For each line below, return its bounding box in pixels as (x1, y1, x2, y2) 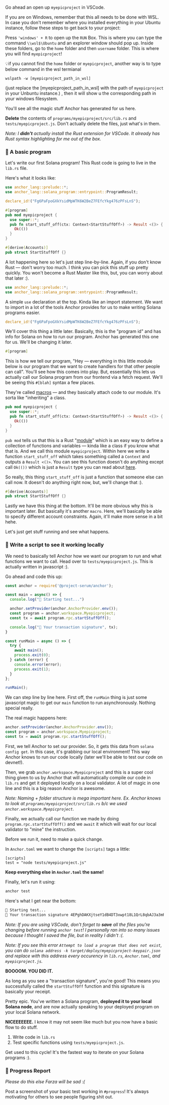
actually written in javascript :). (5, 563, 69, 569)
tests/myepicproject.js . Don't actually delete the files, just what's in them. (5, 121, 161, 126)
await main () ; (14, 648, 44, 653)
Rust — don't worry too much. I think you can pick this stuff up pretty (5, 264, 148, 270)
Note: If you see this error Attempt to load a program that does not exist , (5, 942, 162, 948)
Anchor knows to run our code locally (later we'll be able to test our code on (5, 754, 163, 760)
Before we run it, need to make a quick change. (5, 836, 103, 842)
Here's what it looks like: (5, 175, 56, 181)
